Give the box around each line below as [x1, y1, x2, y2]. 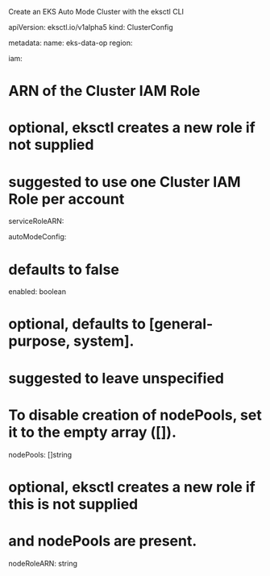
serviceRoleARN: [8, 217, 64, 226]
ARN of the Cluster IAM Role [8, 82, 201, 100]
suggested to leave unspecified [8, 369, 224, 387]
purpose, [8, 332, 71, 350]
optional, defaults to [8, 315, 147, 334]
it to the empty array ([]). [8, 423, 177, 441]
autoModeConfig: [8, 232, 67, 242]
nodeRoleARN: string [8, 558, 78, 568]
